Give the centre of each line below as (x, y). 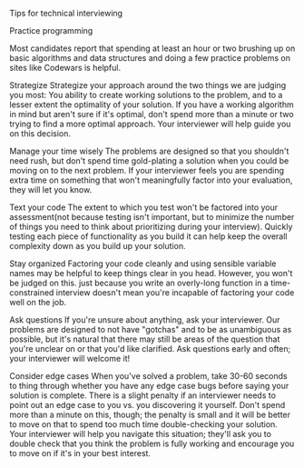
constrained (32, 293)
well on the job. (38, 302)
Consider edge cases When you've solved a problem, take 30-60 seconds (148, 376)
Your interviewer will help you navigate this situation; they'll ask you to (141, 434)
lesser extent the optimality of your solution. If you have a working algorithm (152, 105)
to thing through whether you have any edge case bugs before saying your (149, 386)
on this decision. (40, 134)
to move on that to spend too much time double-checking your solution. (144, 424)
